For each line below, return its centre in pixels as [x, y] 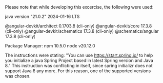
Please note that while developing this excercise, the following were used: [79, 7]
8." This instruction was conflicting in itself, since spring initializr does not [79, 66]
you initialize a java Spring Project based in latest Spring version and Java [79, 60]
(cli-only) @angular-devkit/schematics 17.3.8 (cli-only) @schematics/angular [82, 31]
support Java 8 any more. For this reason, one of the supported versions [78, 71]
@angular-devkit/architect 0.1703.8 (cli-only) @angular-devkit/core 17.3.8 [79, 26]
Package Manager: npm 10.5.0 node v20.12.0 [50, 46]
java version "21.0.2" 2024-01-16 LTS [42, 16]
